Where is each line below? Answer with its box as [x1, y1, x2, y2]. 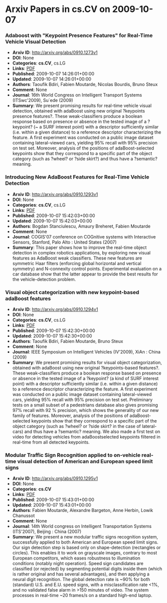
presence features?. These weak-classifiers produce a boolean [12, 113, 143, 119]
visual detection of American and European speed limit [17, 458, 153, 464]
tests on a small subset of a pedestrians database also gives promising [12, 402, 158, 408]
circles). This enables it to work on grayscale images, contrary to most [12, 550, 157, 556]
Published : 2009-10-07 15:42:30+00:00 [12, 327, 96, 333]
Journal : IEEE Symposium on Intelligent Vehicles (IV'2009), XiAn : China [12, 349, 161, 355]
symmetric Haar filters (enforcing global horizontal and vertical [12, 260, 142, 266]
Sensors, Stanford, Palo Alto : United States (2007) [12, 239, 117, 245]
